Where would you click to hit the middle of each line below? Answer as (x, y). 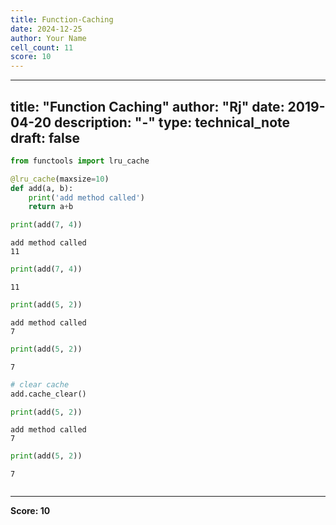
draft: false (45, 137)
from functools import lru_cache (80, 161)
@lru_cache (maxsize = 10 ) (60, 179)
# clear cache (40, 384)
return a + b (51, 207)
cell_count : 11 (42, 47)
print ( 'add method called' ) (86, 197)
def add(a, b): (42, 188)
